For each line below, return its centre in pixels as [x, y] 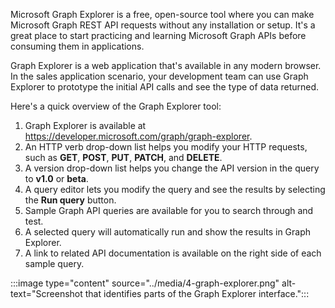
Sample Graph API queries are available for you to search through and [169, 210]
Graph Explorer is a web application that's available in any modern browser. [166, 65]
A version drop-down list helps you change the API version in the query [172, 168]
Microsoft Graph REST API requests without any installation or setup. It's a [163, 25]
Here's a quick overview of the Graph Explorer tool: [116, 106]
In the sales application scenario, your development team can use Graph [159, 76]
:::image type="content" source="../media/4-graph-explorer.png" [145, 283]
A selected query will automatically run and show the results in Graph [168, 232]
